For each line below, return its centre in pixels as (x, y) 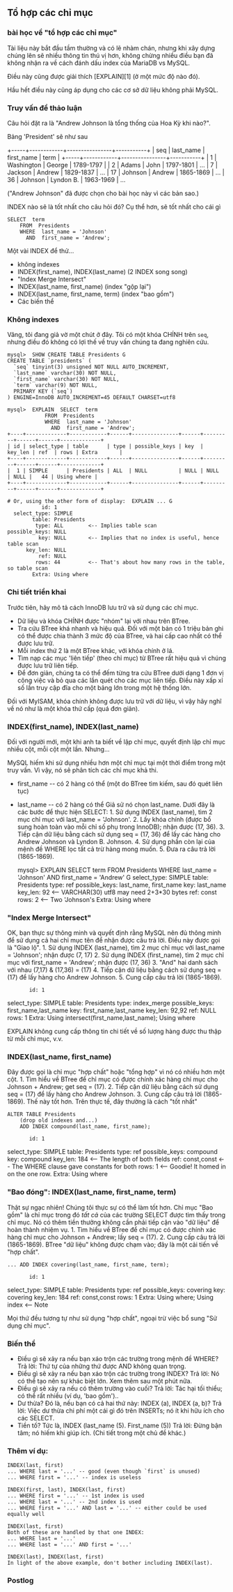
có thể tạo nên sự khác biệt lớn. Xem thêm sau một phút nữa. (105, 1381)
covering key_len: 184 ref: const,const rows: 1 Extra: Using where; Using (111, 1297)
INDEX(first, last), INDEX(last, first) (67, 1490)
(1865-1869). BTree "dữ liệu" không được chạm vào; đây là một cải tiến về (113, 1244)
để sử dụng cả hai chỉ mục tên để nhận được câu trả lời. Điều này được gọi (114, 940)
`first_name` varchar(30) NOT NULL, (66, 380)
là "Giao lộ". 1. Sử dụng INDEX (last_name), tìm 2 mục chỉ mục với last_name (116, 948)
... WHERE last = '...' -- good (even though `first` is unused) (104, 1472)
